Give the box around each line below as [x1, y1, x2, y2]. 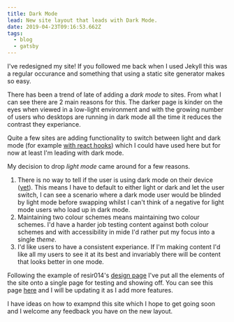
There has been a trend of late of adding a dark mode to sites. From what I [7, 90, 221, 99]
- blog [13, 36, 33, 43]
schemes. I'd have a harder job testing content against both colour [17, 220, 209, 228]
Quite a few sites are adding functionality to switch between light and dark [7, 134, 221, 142]
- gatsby [13, 43, 39, 50]
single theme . [17, 235, 57, 244]
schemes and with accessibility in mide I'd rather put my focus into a [17, 228, 215, 236]
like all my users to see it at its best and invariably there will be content [17, 250, 221, 258]
